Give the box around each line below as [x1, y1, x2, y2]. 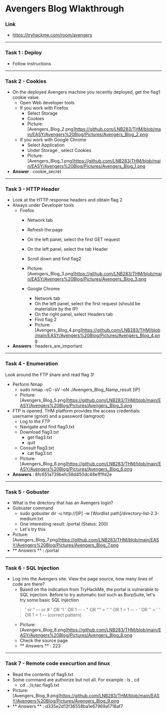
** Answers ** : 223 [19, 643, 61, 649]
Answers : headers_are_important [12, 343, 83, 349]
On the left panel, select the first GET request [27, 236, 120, 242]
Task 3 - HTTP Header [5, 185, 60, 192]
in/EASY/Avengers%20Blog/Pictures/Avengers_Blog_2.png [27, 132, 148, 138]
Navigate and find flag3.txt [19, 423, 75, 429]
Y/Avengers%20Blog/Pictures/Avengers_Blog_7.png [12, 542, 119, 548]
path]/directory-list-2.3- [110, 510, 160, 516]
